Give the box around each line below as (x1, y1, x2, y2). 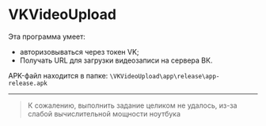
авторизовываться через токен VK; (19, 47, 140, 56)
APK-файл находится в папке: (8, 71, 108, 80)
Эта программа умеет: (8, 32, 85, 41)
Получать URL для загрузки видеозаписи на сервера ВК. (19, 55, 213, 65)
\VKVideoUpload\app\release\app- (109, 72, 220, 80)
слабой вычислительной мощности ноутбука (27, 109, 180, 118)
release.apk (8, 79, 47, 87)
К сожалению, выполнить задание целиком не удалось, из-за (27, 101, 237, 110)
